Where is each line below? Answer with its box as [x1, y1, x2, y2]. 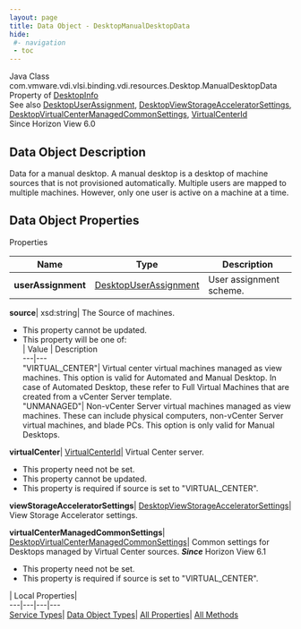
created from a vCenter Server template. [21, 391, 172, 402]
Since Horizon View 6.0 [9, 118, 96, 130]
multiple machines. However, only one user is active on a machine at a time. [9, 187, 289, 198]
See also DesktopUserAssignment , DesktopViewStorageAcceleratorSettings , [9, 99, 292, 110]
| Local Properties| [9, 590, 78, 600]
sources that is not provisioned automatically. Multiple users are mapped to [9, 177, 287, 188]
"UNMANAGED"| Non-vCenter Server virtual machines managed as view [21, 400, 291, 412]
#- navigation [13, 38, 66, 47]
